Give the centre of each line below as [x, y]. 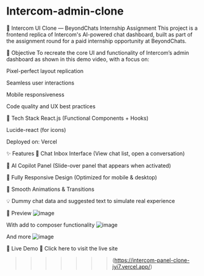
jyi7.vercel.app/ [131, 266]
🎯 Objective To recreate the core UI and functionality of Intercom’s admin [98, 52]
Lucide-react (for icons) [36, 129]
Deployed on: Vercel [32, 142]
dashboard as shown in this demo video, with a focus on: [78, 59]
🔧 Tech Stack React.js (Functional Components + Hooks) [78, 118]
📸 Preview [19, 213]
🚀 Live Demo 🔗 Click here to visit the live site [62, 248]
